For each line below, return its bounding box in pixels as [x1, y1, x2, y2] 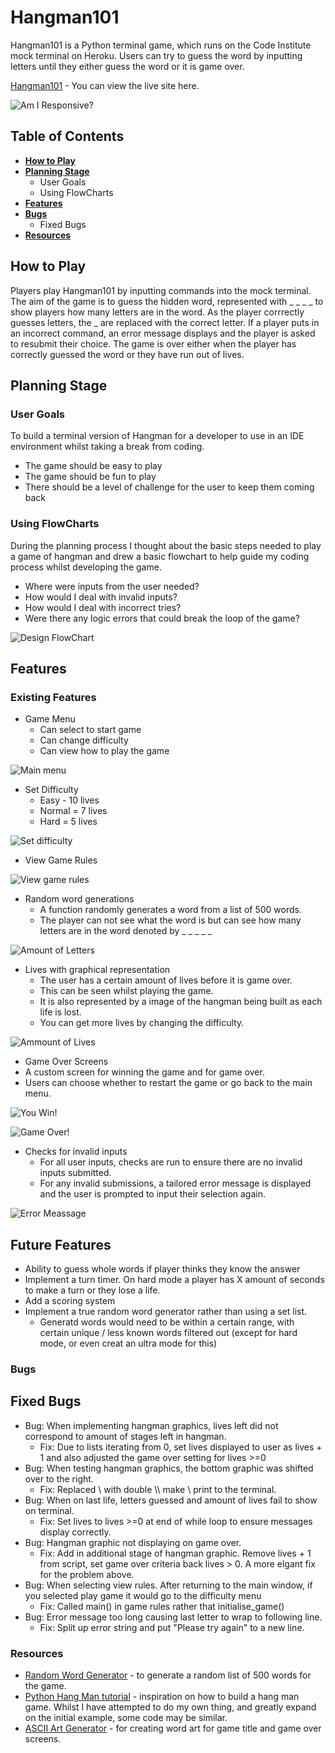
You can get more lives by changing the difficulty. [39, 1017, 245, 1029]
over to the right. [24, 1472, 94, 1485]
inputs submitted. [39, 1167, 112, 1179]
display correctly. [39, 1526, 112, 1538]
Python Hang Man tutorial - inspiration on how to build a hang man [24, 1691, 300, 1703]
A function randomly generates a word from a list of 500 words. [39, 904, 302, 916]
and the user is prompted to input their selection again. [39, 1188, 267, 1200]
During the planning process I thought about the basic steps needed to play [10, 539, 322, 551]
